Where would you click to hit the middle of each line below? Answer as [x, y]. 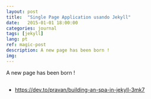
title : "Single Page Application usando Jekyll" [69, 17]
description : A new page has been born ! [58, 50]
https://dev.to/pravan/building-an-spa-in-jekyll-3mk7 [80, 90]
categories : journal [32, 28]
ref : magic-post [26, 45]
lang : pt [17, 39]
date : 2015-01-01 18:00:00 [42, 23]
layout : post [22, 12]
